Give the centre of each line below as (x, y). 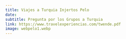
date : (11, 15)
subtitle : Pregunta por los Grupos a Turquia (54, 19)
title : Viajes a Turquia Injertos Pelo (47, 10)
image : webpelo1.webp (28, 29)
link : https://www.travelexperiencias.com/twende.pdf (63, 24)
